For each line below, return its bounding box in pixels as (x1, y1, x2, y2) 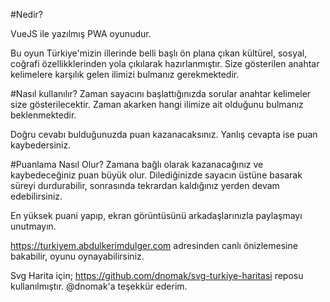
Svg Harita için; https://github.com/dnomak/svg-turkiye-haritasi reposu (10, 270, 304, 281)
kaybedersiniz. (10, 139, 72, 151)
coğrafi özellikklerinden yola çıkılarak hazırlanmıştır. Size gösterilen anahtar (10, 58, 320, 69)
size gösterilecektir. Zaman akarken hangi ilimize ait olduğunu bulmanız (10, 99, 304, 110)
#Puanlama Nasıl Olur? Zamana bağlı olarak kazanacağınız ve (10, 159, 264, 170)
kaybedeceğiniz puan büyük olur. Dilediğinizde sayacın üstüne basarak (10, 169, 303, 181)
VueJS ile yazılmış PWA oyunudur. (10, 28, 152, 39)
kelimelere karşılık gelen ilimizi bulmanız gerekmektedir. (10, 69, 240, 80)
